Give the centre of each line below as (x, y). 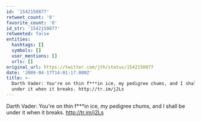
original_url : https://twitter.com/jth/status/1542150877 (80, 67)
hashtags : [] (28, 45)
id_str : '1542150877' (33, 28)
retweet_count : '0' (31, 17)
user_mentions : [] (35, 56)
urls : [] (22, 61)
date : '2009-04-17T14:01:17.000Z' (49, 73)
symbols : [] (27, 51)
